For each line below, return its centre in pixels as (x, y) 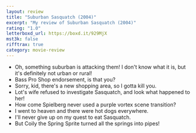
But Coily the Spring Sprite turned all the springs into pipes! (87, 123)
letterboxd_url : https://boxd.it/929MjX (57, 34)
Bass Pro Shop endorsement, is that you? (65, 79)
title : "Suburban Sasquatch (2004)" (51, 17)
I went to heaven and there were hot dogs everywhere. (82, 111)
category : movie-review (36, 50)
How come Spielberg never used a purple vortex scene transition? (95, 105)
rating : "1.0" (24, 28)
